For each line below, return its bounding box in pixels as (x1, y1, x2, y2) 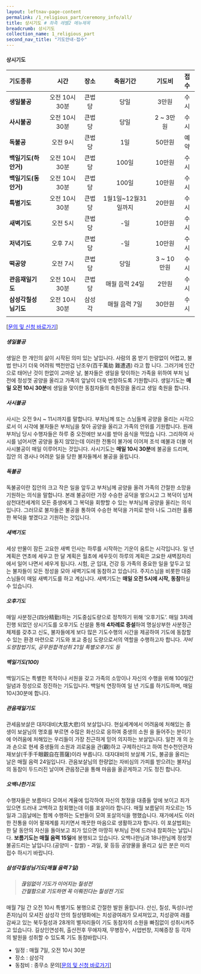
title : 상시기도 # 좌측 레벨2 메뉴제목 (6, 20, 91, 26)
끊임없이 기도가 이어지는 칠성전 (20, 880, 93, 887)
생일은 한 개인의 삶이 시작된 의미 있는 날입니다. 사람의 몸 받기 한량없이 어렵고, (6, 354, 187, 361)
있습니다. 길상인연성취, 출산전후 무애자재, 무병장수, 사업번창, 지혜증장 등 (12, 927, 180, 934)
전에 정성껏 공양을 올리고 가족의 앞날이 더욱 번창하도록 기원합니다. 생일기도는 (6, 377, 185, 384)
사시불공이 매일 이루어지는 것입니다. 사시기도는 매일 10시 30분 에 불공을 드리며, (6, 445, 190, 453)
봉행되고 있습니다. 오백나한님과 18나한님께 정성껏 (77, 834, 192, 841)
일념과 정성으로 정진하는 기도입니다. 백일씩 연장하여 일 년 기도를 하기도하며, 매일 (6, 682, 193, 689)
